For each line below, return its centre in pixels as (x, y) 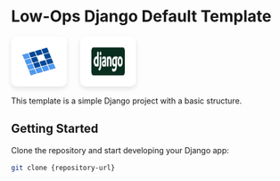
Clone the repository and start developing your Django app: (120, 150)
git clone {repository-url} (63, 168)
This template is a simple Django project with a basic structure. (127, 101)
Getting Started (55, 129)
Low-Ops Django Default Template (141, 16)
